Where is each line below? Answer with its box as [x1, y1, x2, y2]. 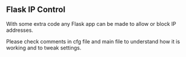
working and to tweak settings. [6, 44, 82, 51]
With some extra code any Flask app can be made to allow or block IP [6, 20, 177, 27]
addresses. [6, 26, 34, 33]
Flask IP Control [6, 5, 66, 15]
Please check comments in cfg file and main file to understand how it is [6, 38, 181, 45]
